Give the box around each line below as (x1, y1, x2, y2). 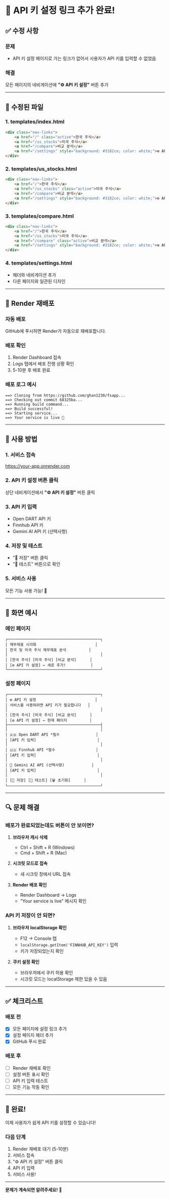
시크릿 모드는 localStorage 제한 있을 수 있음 (20, 976, 107, 982)
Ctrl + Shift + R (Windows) (20, 844, 75, 851)
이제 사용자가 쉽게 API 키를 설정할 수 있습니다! (5, 1119, 96, 1125)
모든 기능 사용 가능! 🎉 (5, 587, 48, 593)
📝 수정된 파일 (5, 102, 44, 112)
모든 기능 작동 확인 (12, 1084, 50, 1090)
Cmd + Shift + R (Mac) (20, 850, 67, 856)
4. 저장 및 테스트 (5, 542, 43, 549)
